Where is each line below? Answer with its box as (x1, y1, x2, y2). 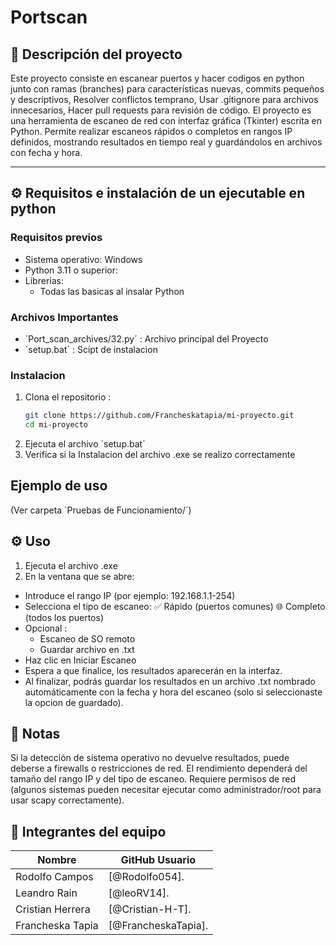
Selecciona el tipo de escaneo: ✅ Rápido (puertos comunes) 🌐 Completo (24, 600, 326, 612)
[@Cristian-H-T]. (108, 902, 192, 916)
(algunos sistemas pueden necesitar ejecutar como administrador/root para (10, 784, 322, 796)
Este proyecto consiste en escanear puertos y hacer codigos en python (10, 72, 305, 84)
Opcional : (24, 622, 68, 634)
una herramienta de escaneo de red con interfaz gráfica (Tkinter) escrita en (10, 115, 323, 126)
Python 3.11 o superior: (24, 264, 118, 276)
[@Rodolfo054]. (108, 870, 185, 884)
